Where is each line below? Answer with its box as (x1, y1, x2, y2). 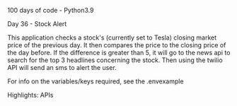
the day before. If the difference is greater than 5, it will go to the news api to (7, 49, 231, 57)
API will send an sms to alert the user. (7, 64, 117, 71)
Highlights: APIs (7, 91, 54, 99)
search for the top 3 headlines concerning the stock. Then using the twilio (7, 56, 223, 64)
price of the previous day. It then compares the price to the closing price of (7, 41, 226, 49)
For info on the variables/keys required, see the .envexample (7, 77, 184, 86)
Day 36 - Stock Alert (7, 20, 67, 28)
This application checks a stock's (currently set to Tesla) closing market (7, 33, 217, 42)
